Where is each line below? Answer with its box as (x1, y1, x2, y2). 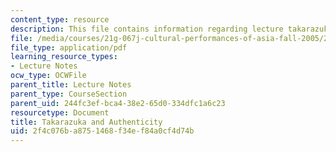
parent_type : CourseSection (10, 89, 128, 99)
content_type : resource (10, 14, 110, 25)
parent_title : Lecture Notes (10, 80, 132, 90)
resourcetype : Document (10, 107, 110, 118)
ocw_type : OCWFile (10, 71, 87, 81)
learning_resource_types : (10, 52, 118, 62)
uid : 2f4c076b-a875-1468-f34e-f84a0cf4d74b (10, 126, 195, 136)
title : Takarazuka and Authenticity (10, 117, 163, 127)
